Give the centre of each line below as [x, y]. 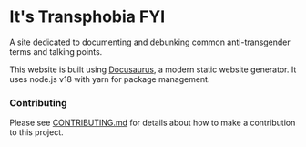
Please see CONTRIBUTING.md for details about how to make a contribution [153, 123]
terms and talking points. [56, 51]
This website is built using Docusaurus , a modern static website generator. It [153, 69]
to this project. [36, 132]
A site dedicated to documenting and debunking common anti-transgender [150, 42]
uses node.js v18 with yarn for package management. [110, 79]
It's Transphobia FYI [87, 17]
